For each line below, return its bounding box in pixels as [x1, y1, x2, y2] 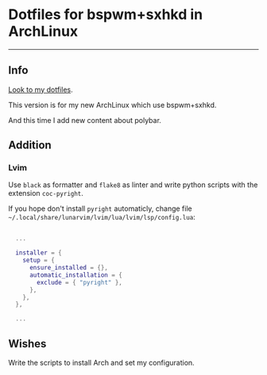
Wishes [8, 337, 47, 350]
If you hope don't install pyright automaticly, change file [8, 204, 192, 213]
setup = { [22, 256, 56, 265]
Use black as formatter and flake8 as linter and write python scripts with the [8, 180, 258, 189]
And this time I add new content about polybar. [8, 115, 161, 124]
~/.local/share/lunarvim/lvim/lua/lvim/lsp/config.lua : [8, 212, 196, 222]
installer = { [15, 249, 62, 257]
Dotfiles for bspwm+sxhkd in [8, 6, 203, 24]
